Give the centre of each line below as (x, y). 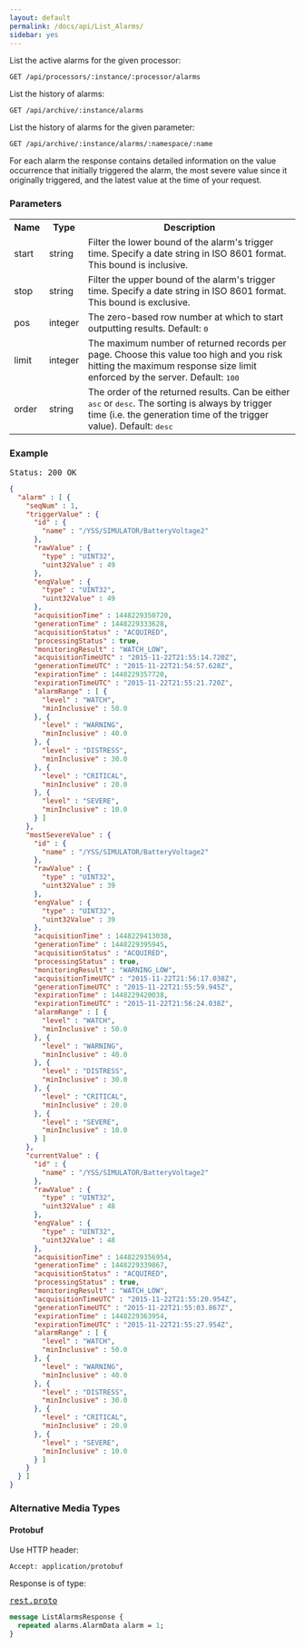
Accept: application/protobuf (67, 1567)
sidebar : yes (34, 35)
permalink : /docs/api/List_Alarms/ (77, 26)
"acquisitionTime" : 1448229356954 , (103, 1257)
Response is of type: (48, 1583)
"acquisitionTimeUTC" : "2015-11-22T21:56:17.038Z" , (135, 978)
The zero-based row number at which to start (186, 317)
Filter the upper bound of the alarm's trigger (182, 280)
